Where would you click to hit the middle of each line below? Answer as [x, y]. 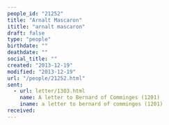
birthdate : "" [28, 46]
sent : [15, 85]
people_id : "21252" [35, 14]
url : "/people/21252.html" [46, 78]
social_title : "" [32, 59]
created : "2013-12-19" [40, 65]
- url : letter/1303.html [49, 91]
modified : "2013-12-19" [42, 72]
